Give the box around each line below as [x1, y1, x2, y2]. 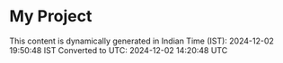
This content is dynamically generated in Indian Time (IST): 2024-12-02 [9, 35, 274, 46]
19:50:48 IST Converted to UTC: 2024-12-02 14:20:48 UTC [9, 44, 228, 55]
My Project [9, 6, 93, 27]
